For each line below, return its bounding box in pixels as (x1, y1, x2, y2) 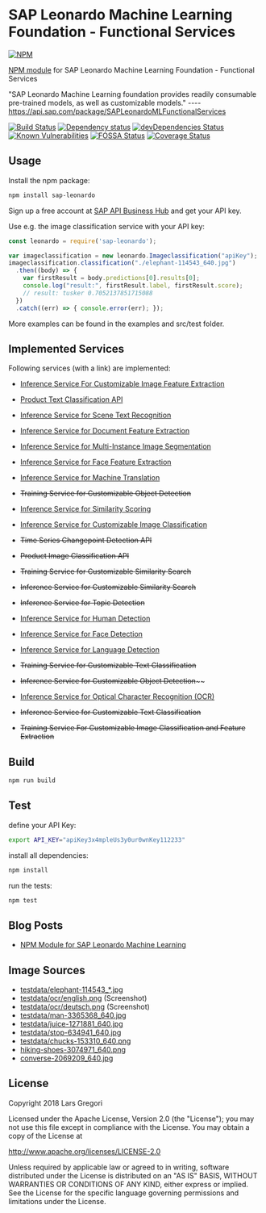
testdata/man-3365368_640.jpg (19, 1010, 127, 1020)
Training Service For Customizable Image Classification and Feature (19, 723, 246, 733)
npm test (8, 896, 38, 905)
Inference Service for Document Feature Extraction (19, 426, 190, 436)
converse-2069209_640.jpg (19, 1053, 114, 1063)
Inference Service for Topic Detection (19, 598, 145, 608)
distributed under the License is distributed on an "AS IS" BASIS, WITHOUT (8, 1170, 258, 1180)
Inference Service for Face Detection (19, 630, 143, 639)
